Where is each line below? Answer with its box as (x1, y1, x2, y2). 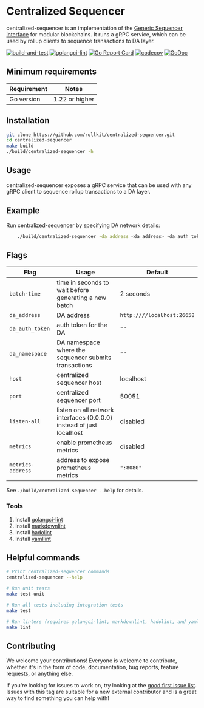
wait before (56, 286, 89, 294)
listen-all (9, 418, 41, 425)
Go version (9, 95, 41, 103)
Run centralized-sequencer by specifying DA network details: (6, 222, 160, 229)
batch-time (9, 290, 41, 298)
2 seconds (120, 290, 151, 298)
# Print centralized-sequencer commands (6, 569, 110, 575)
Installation (6, 115, 50, 126)
